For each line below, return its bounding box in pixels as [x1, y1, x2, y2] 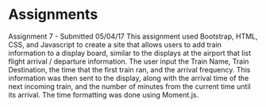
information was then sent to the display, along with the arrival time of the [8, 73, 249, 83]
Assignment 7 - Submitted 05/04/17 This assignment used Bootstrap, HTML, [8, 31, 258, 41]
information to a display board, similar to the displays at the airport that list [8, 48, 252, 57]
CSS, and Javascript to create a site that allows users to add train [8, 39, 222, 49]
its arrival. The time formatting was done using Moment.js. [8, 90, 199, 99]
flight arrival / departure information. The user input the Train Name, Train [8, 57, 249, 66]
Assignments [8, 6, 98, 24]
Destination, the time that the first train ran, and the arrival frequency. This [8, 65, 251, 74]
